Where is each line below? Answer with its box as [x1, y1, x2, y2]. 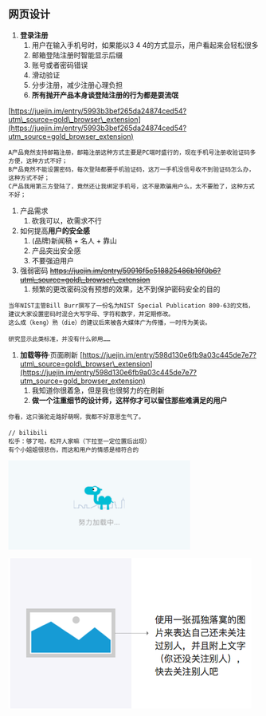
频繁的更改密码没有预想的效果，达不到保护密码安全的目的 [31, 284, 221, 294]
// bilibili [8, 429, 48, 437]
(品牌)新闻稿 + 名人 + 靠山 [31, 235, 118, 245]
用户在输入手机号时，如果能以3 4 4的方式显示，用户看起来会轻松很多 [31, 40, 259, 49]
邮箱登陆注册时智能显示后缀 [31, 50, 123, 60]
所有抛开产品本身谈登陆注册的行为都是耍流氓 [31, 90, 179, 100]
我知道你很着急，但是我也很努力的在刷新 [31, 386, 165, 395]
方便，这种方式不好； [8, 156, 68, 165]
